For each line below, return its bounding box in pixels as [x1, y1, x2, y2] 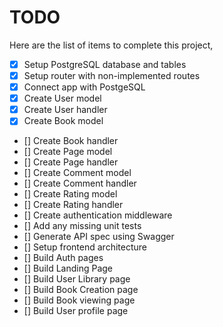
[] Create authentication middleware [23, 209, 173, 221]
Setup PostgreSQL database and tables [23, 58, 187, 70]
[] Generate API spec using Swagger [23, 231, 175, 243]
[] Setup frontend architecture [23, 241, 147, 253]
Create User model [23, 92, 102, 105]
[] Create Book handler [23, 135, 119, 147]
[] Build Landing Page [23, 262, 114, 275]
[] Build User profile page [23, 305, 129, 317]
